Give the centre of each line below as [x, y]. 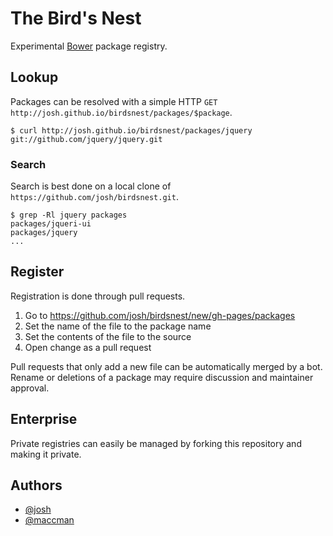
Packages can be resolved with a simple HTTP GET [114, 101]
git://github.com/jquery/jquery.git [86, 139]
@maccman [49, 520]
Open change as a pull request [88, 347]
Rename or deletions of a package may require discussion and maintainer [162, 377]
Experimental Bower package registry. [89, 46]
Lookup [34, 77]
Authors [36, 485]
